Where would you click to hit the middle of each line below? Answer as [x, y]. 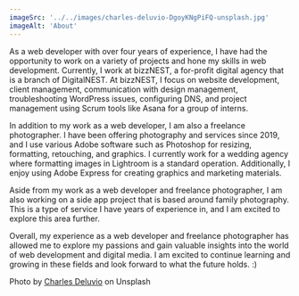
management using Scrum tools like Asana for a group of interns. [129, 108]
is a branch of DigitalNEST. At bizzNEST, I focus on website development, [144, 79]
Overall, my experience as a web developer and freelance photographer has [149, 235]
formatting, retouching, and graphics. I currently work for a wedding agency [149, 153]
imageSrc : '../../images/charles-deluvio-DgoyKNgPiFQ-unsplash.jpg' [139, 17]
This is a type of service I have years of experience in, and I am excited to [145, 209]
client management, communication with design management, [124, 89]
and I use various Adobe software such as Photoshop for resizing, [131, 144]
